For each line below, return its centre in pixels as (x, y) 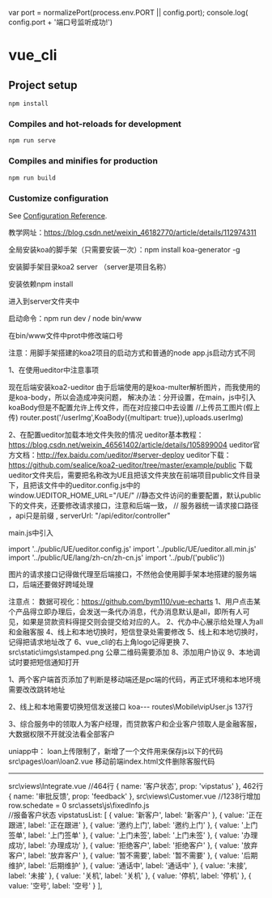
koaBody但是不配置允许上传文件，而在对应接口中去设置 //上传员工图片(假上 (134, 407)
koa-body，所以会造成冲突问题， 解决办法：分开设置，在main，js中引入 (136, 397)
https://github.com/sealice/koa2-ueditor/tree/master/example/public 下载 (131, 464)
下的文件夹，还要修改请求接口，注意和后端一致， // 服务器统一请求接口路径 (134, 505)
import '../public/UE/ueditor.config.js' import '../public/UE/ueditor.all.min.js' (132, 549)
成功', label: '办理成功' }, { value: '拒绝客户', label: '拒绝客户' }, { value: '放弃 (133, 845)
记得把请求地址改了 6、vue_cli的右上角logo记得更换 (94, 642)
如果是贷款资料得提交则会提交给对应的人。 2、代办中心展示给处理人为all (143, 621)
